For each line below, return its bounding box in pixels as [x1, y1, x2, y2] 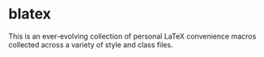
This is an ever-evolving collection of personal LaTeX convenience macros [8, 31, 257, 41]
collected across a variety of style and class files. [8, 39, 173, 49]
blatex [8, 5, 51, 23]
